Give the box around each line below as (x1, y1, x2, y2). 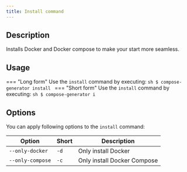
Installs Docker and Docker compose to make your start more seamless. (6, 46, 179, 53)
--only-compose (9, 157, 51, 164)
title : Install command (6, 8, 64, 15)
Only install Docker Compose (78, 156, 158, 164)
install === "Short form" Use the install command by (32, 84, 169, 91)
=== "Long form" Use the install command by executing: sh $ (6, 78, 159, 85)
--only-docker (9, 147, 49, 154)
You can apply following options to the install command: (6, 123, 145, 130)
